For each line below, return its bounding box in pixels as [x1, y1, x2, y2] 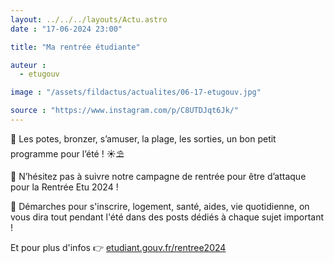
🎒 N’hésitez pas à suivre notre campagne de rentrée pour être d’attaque [10, 170, 307, 182]
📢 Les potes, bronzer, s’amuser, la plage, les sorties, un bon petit [10, 132, 277, 145]
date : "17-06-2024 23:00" [10, 24, 123, 34]
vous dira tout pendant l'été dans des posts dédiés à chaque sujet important [10, 211, 325, 223]
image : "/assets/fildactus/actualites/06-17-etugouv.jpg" [10, 87, 262, 98]
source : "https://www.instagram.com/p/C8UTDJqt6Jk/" [10, 106, 240, 116]
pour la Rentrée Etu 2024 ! [10, 181, 119, 193]
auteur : [10, 60, 47, 70]
